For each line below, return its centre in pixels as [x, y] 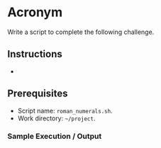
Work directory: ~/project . [56, 118]
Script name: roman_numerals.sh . [65, 110]
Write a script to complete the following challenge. [81, 32]
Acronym [35, 12]
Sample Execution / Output [55, 137]
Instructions [35, 54]
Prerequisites [38, 94]
